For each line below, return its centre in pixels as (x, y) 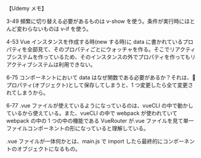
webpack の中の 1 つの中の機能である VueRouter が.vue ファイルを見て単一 (100, 121)
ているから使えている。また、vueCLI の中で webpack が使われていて (92, 113)
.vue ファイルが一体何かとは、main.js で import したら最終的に (85, 141)
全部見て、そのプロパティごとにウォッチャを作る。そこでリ (101, 49)
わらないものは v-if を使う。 (57, 29)
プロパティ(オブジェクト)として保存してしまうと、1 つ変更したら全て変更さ (100, 85)
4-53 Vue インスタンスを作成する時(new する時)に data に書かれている (95, 42)
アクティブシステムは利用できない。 (51, 64)
